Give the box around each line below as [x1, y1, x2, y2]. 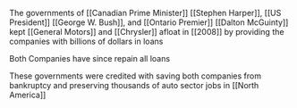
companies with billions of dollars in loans [9, 36, 164, 46]
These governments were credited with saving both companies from [9, 71, 262, 81]
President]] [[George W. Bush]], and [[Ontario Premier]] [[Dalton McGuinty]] [9, 17, 289, 28]
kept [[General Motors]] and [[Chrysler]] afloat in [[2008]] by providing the [9, 27, 284, 37]
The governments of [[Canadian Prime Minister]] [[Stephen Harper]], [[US [9, 8, 282, 18]
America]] [9, 89, 47, 100]
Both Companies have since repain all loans [9, 54, 171, 63]
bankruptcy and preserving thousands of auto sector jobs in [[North [9, 80, 259, 90]
